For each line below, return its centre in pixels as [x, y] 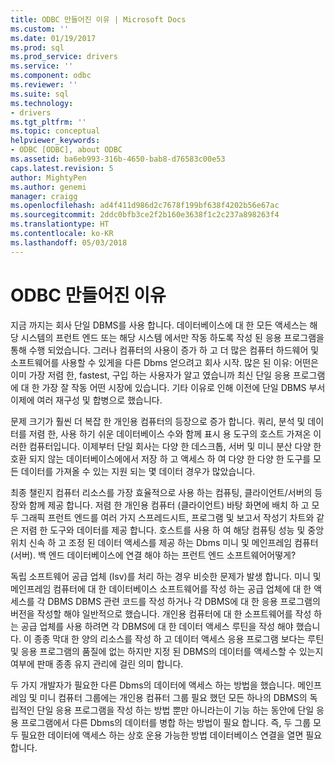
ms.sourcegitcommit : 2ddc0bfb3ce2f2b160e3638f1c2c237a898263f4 [145, 215]
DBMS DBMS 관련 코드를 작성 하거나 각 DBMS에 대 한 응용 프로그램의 [184, 601]
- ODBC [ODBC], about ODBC [66, 150]
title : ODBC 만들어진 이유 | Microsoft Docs [98, 19]
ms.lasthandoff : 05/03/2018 [69, 242]
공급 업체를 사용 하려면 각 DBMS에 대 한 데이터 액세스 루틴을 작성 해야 [157, 626]
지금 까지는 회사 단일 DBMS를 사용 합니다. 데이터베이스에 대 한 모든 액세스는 [159, 325]
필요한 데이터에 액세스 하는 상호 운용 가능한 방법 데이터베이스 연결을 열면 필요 [171, 735]
